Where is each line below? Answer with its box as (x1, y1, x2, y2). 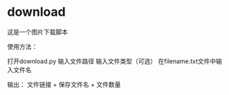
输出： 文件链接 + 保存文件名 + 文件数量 (7, 80, 121, 88)
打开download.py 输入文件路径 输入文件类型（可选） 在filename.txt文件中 (7, 56, 217, 65)
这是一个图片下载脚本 (7, 28, 68, 36)
